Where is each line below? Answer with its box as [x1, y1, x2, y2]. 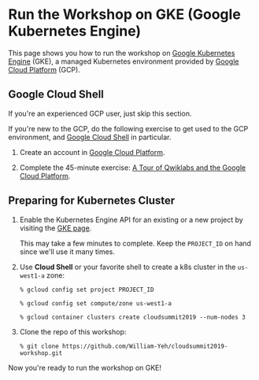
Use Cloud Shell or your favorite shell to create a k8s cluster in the [19, 262, 236, 271]
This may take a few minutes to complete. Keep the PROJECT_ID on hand [19, 238, 252, 248]
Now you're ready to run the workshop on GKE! [8, 363, 162, 372]
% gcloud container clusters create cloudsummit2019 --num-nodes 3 [19, 313, 246, 321]
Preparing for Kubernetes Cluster [8, 194, 176, 208]
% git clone [19, 342, 59, 350]
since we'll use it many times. [19, 246, 116, 256]
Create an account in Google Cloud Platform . [19, 147, 165, 157]
